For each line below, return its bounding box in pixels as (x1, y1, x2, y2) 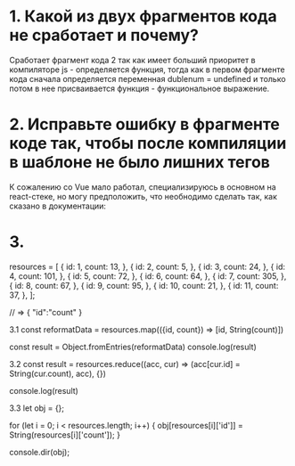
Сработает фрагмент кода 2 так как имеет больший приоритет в (9, 54, 256, 65)
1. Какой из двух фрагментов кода (9, 6, 278, 27)
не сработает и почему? (9, 25, 199, 45)
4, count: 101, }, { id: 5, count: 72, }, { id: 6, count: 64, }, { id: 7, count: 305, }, (9, 270, 287, 282)
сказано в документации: (9, 200, 107, 211)
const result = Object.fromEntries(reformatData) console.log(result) (9, 341, 257, 352)
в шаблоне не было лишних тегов (9, 152, 270, 173)
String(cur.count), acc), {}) (9, 368, 107, 379)
